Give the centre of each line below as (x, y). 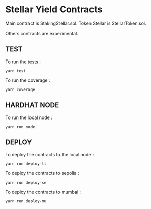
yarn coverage (20, 89)
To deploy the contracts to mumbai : (43, 192)
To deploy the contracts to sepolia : (42, 173)
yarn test (16, 71)
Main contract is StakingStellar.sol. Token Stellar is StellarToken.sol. (76, 23)
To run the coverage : (28, 80)
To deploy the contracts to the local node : (50, 155)
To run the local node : (29, 117)
